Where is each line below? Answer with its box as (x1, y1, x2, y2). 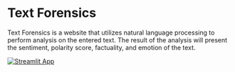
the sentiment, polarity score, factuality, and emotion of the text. (7, 43, 196, 52)
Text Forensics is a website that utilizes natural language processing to (7, 28, 215, 37)
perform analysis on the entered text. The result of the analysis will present (7, 35, 228, 44)
